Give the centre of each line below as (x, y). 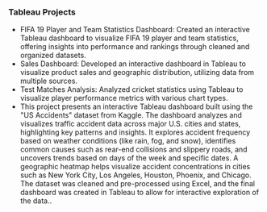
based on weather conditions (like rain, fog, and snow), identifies (128, 141)
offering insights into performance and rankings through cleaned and (135, 47)
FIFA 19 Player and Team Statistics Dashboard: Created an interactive (135, 30)
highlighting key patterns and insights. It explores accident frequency (135, 132)
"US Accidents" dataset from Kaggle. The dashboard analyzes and (131, 115)
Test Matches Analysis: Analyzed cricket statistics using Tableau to (131, 89)
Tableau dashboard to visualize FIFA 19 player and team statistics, (129, 38)
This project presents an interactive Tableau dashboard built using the (136, 106)
